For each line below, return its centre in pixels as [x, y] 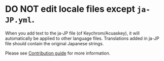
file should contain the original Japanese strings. [55, 43]
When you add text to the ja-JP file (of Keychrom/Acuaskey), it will [72, 33]
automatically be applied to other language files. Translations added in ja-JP [82, 38]
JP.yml [18, 20]
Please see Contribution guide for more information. [58, 53]
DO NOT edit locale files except [70, 9]
